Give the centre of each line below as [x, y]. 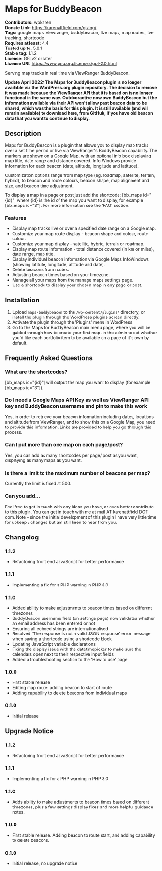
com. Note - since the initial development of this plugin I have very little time [81, 517]
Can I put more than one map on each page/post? [64, 444]
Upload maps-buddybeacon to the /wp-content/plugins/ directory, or [78, 312]
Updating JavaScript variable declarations [54, 644]
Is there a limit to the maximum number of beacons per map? [78, 473]
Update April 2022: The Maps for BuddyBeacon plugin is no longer [73, 82]
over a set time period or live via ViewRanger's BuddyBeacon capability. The [81, 150]
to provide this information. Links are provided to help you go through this [78, 427]
